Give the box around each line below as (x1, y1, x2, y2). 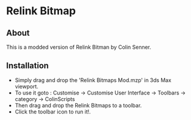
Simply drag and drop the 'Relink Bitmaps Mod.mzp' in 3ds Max (14, 76, 172, 84)
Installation (6, 61, 49, 71)
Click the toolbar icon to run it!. (14, 108, 91, 115)
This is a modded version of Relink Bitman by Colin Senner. (6, 43, 152, 50)
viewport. (14, 83, 39, 90)
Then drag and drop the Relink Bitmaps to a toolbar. (14, 102, 142, 109)
